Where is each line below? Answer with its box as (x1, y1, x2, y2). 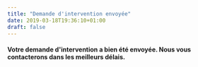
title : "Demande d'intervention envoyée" (7, 10, 132, 18)
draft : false (7, 23, 46, 30)
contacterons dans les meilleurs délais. (7, 52, 126, 61)
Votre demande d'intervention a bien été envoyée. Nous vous (7, 45, 192, 54)
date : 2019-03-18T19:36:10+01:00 (7, 17, 106, 24)
